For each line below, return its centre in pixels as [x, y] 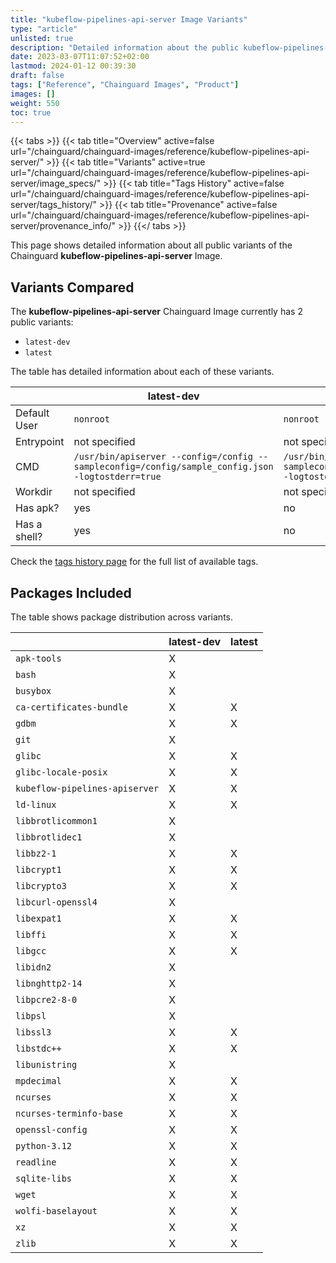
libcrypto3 [41, 886]
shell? [29, 537]
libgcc [31, 951]
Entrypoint [40, 442]
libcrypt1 [38, 869]
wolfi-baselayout [56, 1211]
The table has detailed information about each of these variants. [142, 372]
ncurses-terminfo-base [69, 1113]
